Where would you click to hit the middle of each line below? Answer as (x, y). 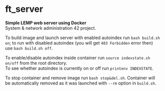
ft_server (24, 9)
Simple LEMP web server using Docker (46, 23)
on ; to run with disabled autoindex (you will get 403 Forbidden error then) (79, 43)
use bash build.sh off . (29, 48)
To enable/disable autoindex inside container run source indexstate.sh (78, 57)
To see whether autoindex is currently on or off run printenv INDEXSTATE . (79, 68)
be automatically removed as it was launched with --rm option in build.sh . (81, 83)
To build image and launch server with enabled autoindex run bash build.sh (82, 38)
